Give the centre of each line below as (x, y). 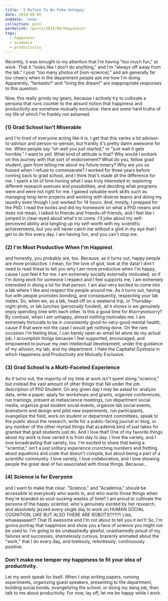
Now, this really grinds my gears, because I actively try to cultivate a (76, 98)
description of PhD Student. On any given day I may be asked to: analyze (81, 389)
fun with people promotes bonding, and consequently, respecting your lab (82, 296)
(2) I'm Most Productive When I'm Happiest (59, 247)
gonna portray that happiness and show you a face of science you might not (84, 525)
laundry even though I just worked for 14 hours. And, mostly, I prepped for (81, 202)
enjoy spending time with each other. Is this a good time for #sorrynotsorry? (84, 312)
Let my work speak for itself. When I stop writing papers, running (72, 577)
